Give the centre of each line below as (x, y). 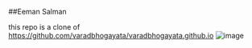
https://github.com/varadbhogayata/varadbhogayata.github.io (111, 36)
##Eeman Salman (37, 12)
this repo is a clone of (44, 27)
